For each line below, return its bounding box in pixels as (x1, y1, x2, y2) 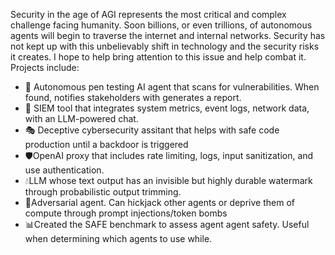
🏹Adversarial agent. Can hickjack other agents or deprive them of (24, 197, 295, 208)
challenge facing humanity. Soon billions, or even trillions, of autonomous (10, 19, 313, 31)
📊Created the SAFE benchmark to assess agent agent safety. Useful (24, 219, 310, 230)
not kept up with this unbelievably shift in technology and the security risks (10, 40, 320, 52)
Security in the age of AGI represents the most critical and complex (10, 9, 287, 20)
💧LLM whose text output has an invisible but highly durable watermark (24, 175, 313, 186)
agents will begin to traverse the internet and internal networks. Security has (10, 30, 326, 41)
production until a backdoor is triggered (24, 139, 189, 150)
